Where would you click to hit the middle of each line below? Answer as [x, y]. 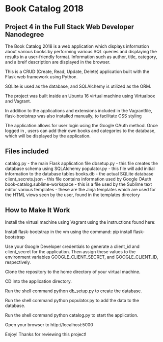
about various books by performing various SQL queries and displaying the [81, 51]
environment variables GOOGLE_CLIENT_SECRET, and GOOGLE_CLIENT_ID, [82, 257]
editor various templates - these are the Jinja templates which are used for [81, 189]
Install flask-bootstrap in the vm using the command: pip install [69, 232]
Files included [27, 152]
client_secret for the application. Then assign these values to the [70, 251]
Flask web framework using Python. [41, 77]
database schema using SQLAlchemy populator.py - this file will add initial [80, 169]
